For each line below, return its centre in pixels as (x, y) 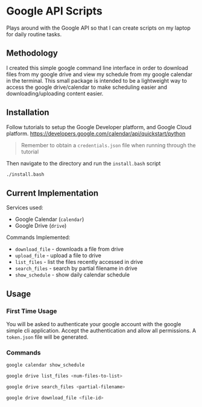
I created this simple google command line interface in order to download (97, 68)
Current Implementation (52, 193)
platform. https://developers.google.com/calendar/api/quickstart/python (96, 133)
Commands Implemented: (38, 237)
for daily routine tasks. (34, 34)
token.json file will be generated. (47, 337)
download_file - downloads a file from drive (69, 249)
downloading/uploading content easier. (55, 93)
